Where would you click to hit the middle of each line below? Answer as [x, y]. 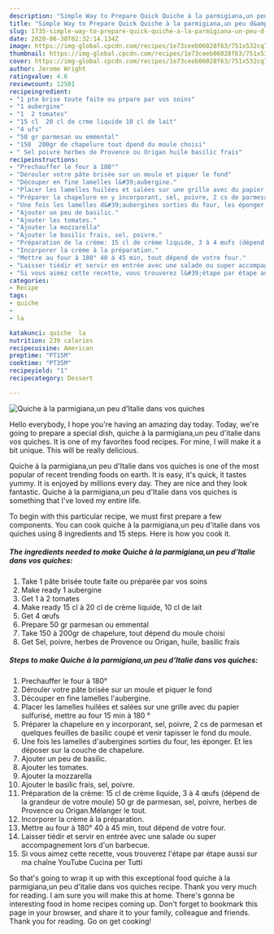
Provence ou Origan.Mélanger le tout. [84, 810]
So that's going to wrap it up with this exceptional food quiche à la [120, 878]
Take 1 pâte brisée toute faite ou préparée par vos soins [114, 581]
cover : [20, 62]
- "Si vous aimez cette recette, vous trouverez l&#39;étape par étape [133, 273]
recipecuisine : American [51, 348]
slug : [18, 31]
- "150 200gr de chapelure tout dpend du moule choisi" [108, 144]
